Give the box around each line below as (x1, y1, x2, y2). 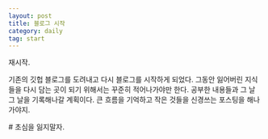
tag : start (8, 34, 45, 43)
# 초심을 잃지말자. (8, 122, 65, 132)
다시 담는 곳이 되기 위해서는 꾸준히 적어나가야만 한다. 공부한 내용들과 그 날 (23, 85, 256, 95)
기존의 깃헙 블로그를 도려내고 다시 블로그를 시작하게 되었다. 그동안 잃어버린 (8, 74, 244, 85)
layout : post (8, 11, 52, 20)
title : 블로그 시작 (8, 19, 65, 27)
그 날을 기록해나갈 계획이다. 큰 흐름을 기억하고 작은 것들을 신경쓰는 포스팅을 (8, 95, 245, 105)
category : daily (8, 27, 63, 35)
